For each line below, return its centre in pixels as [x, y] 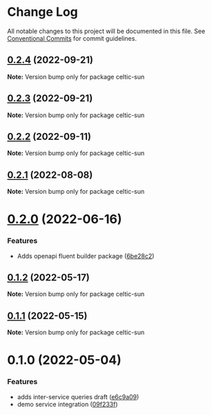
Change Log [42, 12]
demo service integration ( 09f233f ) [68, 404]
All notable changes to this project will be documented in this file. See [106, 31]
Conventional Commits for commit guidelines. [72, 38]
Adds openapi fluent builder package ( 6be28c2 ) [86, 256]
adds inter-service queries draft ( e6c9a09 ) [78, 396]
